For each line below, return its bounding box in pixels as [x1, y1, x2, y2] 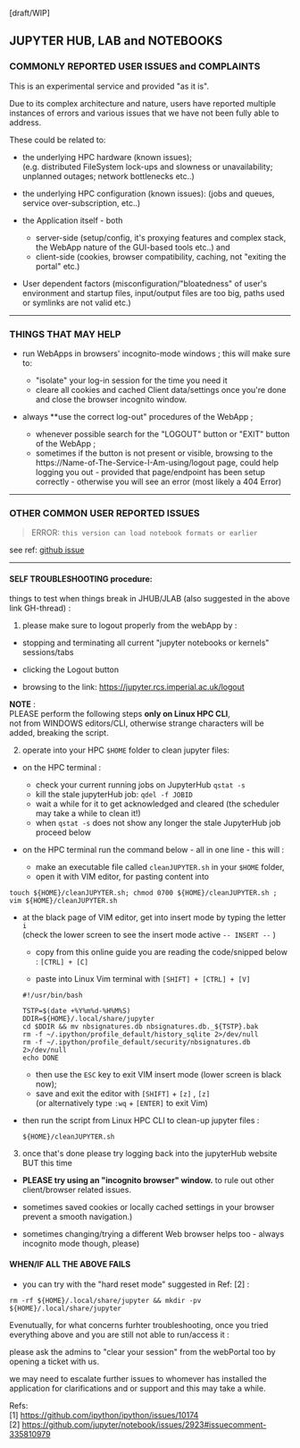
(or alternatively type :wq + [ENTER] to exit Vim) [35, 1098, 208, 1109]
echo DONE [21, 1053, 60, 1063]
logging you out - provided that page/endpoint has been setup [35, 466, 266, 477]
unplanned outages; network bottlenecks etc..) [21, 170, 195, 182]
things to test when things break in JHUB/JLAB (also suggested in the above [9, 593, 290, 604]
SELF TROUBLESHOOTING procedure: [9, 573, 154, 584]
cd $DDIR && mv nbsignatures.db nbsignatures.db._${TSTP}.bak [21, 1022, 259, 1032]
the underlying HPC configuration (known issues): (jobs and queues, [21, 188, 275, 199]
